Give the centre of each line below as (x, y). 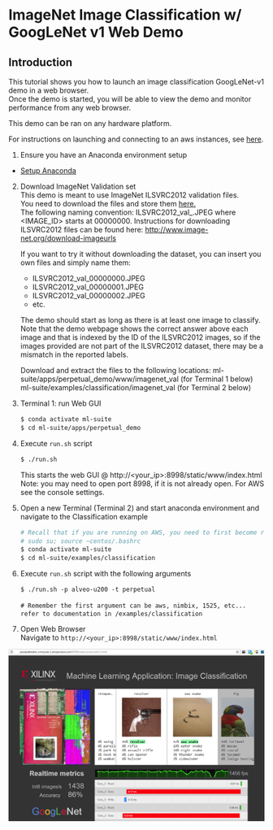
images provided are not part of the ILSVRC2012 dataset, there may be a (142, 346)
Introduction (41, 62)
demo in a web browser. (49, 90)
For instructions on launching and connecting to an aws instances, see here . (136, 139)
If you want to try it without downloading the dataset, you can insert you (141, 254)
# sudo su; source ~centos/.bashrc (80, 541)
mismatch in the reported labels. (74, 354)
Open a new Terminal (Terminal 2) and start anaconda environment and (140, 508)
